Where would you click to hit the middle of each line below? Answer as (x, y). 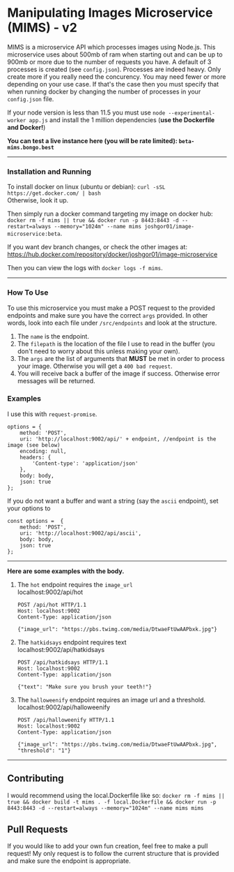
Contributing (36, 779)
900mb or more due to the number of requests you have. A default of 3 (109, 61)
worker (17, 120)
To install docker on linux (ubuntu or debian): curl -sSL (86, 187)
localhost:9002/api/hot (50, 592)
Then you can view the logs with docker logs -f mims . (85, 268)
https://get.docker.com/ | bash (54, 193)
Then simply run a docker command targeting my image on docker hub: (110, 214)
